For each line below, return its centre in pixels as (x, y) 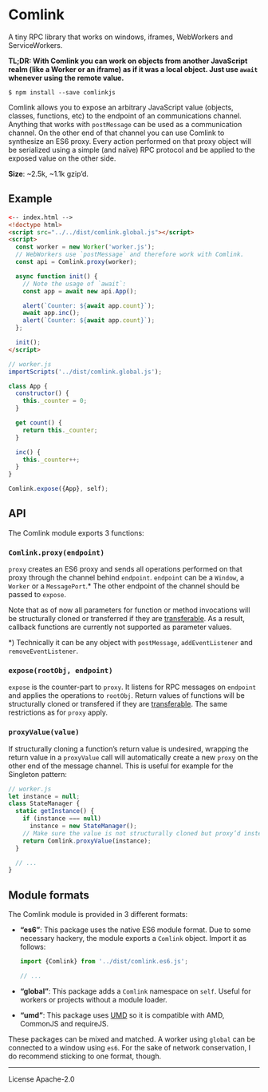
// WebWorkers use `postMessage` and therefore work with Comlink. (130, 255)
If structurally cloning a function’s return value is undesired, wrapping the (128, 748)
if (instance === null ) (62, 819)
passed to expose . (37, 595)
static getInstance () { (55, 811)
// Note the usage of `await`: (75, 284)
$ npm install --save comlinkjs (62, 92)
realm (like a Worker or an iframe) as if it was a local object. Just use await (133, 69)
